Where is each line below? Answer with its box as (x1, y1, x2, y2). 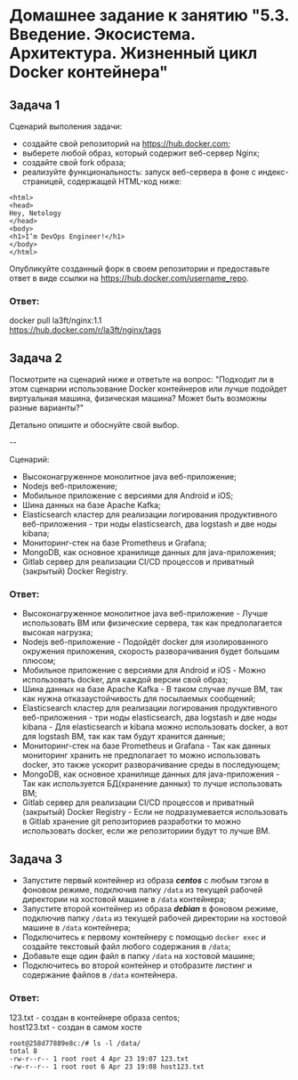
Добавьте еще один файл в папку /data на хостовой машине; (21, 951, 256, 962)
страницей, (21, 176, 66, 187)
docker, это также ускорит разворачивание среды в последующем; (21, 760, 280, 770)
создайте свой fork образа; (21, 157, 126, 167)
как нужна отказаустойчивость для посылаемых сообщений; (21, 693, 256, 704)
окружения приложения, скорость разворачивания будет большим (21, 646, 280, 657)
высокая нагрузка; (21, 627, 93, 638)
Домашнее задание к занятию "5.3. (9, 5, 289, 26)
